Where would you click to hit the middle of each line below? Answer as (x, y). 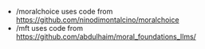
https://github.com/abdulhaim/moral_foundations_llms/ (106, 36)
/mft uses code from (49, 28)
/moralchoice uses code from (64, 11)
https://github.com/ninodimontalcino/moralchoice (97, 20)
